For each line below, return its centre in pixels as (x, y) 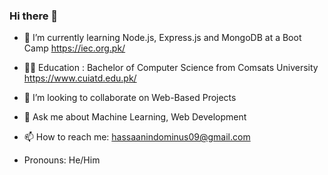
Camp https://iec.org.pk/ (74, 48)
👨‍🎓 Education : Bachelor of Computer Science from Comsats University (171, 68)
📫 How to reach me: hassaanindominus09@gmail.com (137, 137)
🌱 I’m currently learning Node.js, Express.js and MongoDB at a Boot (162, 38)
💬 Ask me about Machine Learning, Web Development (135, 117)
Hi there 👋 (34, 16)
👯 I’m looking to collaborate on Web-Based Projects (130, 98)
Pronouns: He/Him (62, 160)
